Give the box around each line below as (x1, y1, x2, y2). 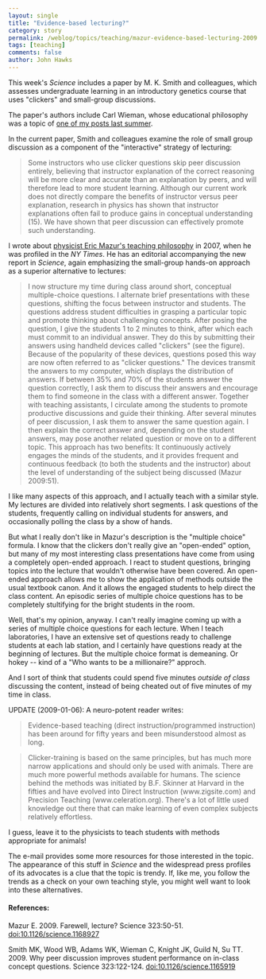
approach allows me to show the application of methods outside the (30, 574, 253, 584)
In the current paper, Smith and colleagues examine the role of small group (8, 134, 253, 143)
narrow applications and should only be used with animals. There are (27, 761, 254, 771)
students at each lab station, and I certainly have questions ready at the (8, 640, 242, 650)
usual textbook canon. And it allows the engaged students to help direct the (8, 582, 256, 592)
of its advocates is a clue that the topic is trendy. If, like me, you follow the (8, 868, 250, 877)
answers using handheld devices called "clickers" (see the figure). (27, 340, 245, 350)
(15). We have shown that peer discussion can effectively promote (27, 216, 245, 227)
